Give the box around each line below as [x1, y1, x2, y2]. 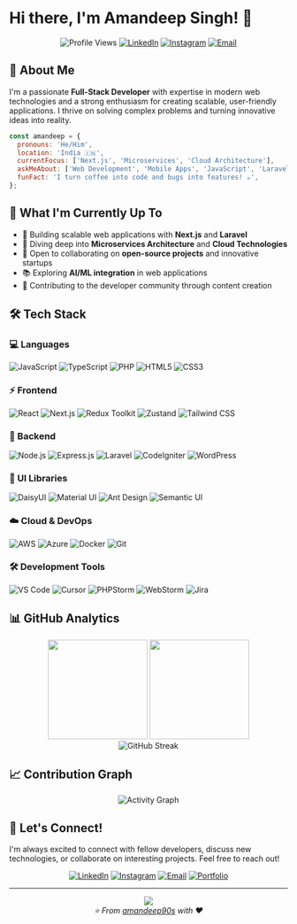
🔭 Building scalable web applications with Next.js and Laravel [21, 229, 247, 240]
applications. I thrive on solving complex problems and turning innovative [9, 105, 276, 116]
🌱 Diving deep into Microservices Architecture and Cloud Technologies [21, 238, 288, 249]
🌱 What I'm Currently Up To [9, 205, 163, 220]
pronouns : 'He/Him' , [17, 140, 93, 149]
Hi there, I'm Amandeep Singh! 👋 [9, 8, 254, 28]
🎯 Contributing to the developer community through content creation [21, 280, 272, 290]
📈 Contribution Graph [9, 767, 133, 782]
